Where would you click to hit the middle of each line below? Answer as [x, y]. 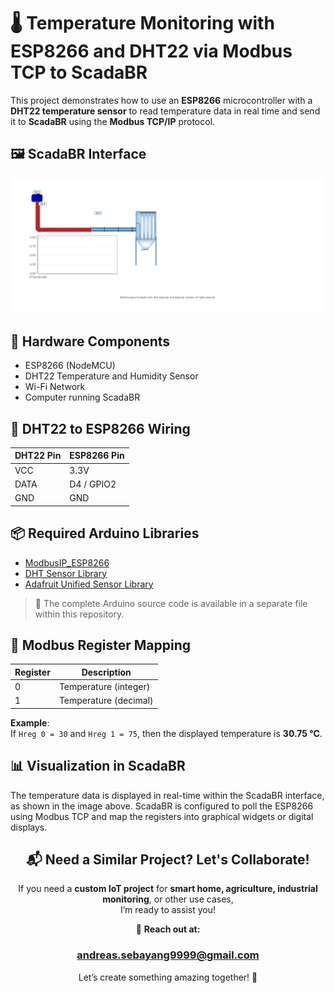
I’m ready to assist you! [168, 910]
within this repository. [79, 614]
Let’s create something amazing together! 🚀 [168, 977]
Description [106, 672]
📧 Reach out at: [168, 929]
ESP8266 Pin [97, 456]
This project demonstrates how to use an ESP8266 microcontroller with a [161, 100]
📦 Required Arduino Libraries [105, 533]
